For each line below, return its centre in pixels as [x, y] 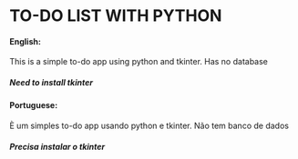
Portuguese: [34, 105]
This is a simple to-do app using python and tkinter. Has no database [139, 62]
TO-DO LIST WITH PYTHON [116, 16]
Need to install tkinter [51, 82]
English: [25, 41]
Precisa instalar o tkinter [57, 146]
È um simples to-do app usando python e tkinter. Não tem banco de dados [149, 125]
